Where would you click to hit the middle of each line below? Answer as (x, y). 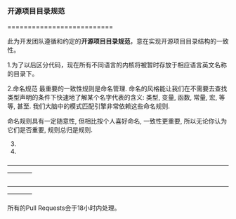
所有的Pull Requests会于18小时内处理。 (64, 208)
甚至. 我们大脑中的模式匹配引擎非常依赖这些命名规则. (93, 106)
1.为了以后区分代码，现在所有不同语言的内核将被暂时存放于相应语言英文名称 (117, 65)
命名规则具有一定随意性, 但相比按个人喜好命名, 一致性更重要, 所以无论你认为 (117, 121)
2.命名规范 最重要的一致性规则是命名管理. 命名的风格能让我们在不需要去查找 (117, 88)
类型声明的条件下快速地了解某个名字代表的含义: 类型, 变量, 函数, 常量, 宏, (112, 98)
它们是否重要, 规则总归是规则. (50, 130)
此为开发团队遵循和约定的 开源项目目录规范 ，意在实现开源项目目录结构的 (112, 41)
